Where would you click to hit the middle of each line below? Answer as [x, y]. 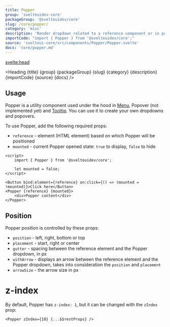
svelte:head [17, 62]
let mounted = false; [37, 169]
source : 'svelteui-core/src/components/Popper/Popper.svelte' [72, 43]
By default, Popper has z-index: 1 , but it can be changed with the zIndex [81, 305]
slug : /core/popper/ [27, 24]
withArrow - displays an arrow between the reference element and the [85, 260]
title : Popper [20, 10]
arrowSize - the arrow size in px [46, 270]
